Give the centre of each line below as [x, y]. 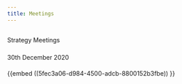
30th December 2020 [38, 57]
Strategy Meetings [34, 40]
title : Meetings [31, 14]
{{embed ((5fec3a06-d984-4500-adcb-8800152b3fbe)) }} [91, 73]
